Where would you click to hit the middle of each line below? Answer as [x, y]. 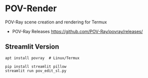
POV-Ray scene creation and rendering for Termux [56, 22]
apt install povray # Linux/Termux [42, 58]
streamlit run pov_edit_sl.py [36, 71]
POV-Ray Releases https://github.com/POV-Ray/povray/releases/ [77, 31]
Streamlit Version [32, 47]
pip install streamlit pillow [36, 66]
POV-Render [31, 9]
